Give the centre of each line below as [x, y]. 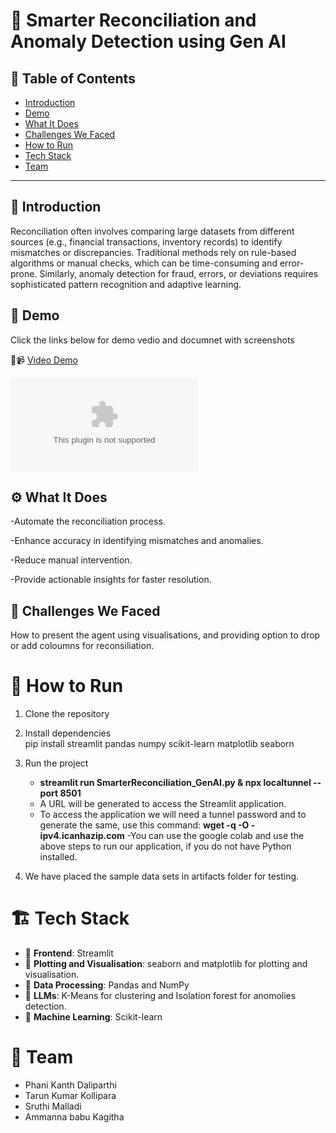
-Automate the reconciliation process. [88, 521]
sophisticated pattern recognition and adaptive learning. [126, 284]
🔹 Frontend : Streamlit [69, 953]
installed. [58, 857]
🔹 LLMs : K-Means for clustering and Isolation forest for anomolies [160, 996]
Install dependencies [68, 733]
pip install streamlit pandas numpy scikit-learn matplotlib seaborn [159, 744]
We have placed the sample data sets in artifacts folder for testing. [162, 876]
